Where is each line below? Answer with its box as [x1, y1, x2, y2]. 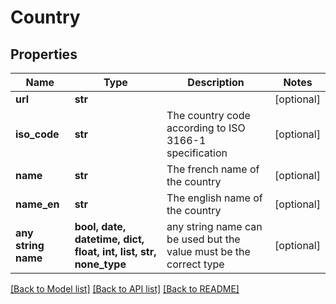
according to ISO [166, 121, 246, 135]
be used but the [166, 232, 241, 246]
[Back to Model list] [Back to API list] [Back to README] [10, 283, 240, 295]
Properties [10, 46, 78, 63]
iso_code [15, 127, 60, 141]
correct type [166, 257, 225, 271]
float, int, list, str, [74, 245, 157, 258]
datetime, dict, [74, 232, 145, 246]
